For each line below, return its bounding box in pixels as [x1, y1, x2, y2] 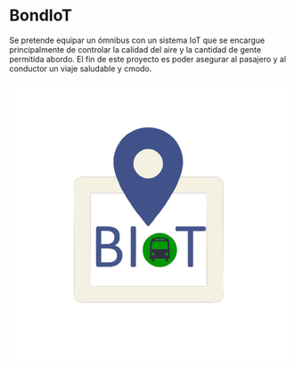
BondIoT [9, 5, 73, 26]
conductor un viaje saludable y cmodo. [9, 63, 152, 74]
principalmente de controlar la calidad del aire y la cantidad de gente [9, 44, 261, 54]
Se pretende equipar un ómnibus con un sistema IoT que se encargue [9, 35, 266, 45]
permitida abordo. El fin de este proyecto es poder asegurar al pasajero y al [9, 53, 287, 64]
